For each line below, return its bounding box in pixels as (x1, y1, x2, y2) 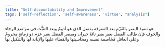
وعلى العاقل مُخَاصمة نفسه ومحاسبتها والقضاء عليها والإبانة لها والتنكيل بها (5, 36, 139, 42)
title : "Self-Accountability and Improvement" (5, 7, 103, 12)
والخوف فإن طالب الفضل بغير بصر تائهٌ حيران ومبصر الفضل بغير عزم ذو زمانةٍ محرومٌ (5, 31, 161, 37)
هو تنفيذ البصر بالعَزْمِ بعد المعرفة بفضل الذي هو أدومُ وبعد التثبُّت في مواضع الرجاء (5, 25, 154, 31)
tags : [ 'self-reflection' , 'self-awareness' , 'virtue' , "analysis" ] (5, 12, 150, 17)
